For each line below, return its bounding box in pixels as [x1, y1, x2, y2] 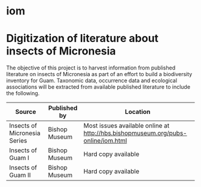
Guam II [9, 171, 31, 179]
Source [15, 108, 36, 116]
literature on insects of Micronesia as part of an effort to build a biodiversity [6, 71, 193, 78]
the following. [6, 90, 40, 97]
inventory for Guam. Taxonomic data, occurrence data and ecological [6, 77, 178, 85]
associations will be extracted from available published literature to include [6, 83, 190, 91]
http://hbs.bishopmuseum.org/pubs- [83, 129, 187, 137]
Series [9, 137, 28, 145]
